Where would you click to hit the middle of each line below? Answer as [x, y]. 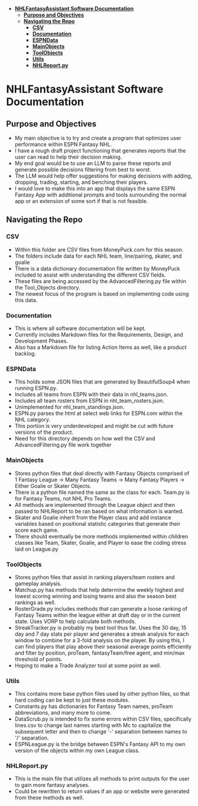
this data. [26, 300]
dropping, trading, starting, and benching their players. [81, 182]
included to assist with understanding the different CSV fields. [90, 275]
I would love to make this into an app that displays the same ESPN [95, 188]
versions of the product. [44, 432]
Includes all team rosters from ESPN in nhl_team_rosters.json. [89, 401]
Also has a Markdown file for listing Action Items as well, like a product [101, 347]
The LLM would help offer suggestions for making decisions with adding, [103, 176]
